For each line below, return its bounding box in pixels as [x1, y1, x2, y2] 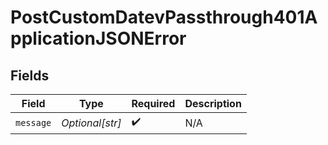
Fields [10, 67, 50, 84]
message [15, 117, 52, 128]
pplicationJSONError [10, 27, 187, 50]
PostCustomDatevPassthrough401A [10, 6, 318, 29]
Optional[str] [61, 116, 122, 130]
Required [131, 97, 176, 110]
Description [184, 97, 242, 110]
